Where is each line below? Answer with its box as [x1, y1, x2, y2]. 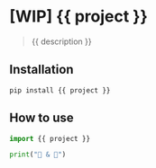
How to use [9, 111, 74, 126]
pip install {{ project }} [9, 85, 111, 95]
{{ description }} [31, 36, 92, 47]
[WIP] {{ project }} [9, 6, 149, 27]
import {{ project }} [9, 134, 91, 143]
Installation [9, 62, 74, 77]
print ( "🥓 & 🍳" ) [9, 150, 67, 159]
